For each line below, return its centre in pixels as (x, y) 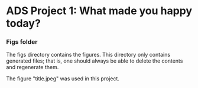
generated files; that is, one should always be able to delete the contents (95, 61)
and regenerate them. (33, 67)
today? (24, 23)
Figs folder (22, 42)
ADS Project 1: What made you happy (99, 11)
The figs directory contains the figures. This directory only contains (88, 55)
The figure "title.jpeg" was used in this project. (63, 79)
